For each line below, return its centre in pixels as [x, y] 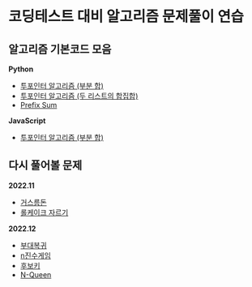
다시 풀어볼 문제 [45, 166]
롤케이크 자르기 [44, 212]
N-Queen [36, 274]
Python [21, 69]
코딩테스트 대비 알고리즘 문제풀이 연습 [126, 17]
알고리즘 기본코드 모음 [60, 49]
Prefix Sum [38, 105]
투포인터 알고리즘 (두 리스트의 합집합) [79, 96]
